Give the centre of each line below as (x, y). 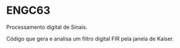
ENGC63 (28, 10)
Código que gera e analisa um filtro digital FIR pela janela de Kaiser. (90, 38)
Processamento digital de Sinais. (47, 27)
